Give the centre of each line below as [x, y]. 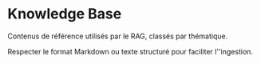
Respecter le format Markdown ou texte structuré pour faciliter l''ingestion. [130, 51]
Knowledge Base [65, 14]
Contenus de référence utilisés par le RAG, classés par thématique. [118, 36]
